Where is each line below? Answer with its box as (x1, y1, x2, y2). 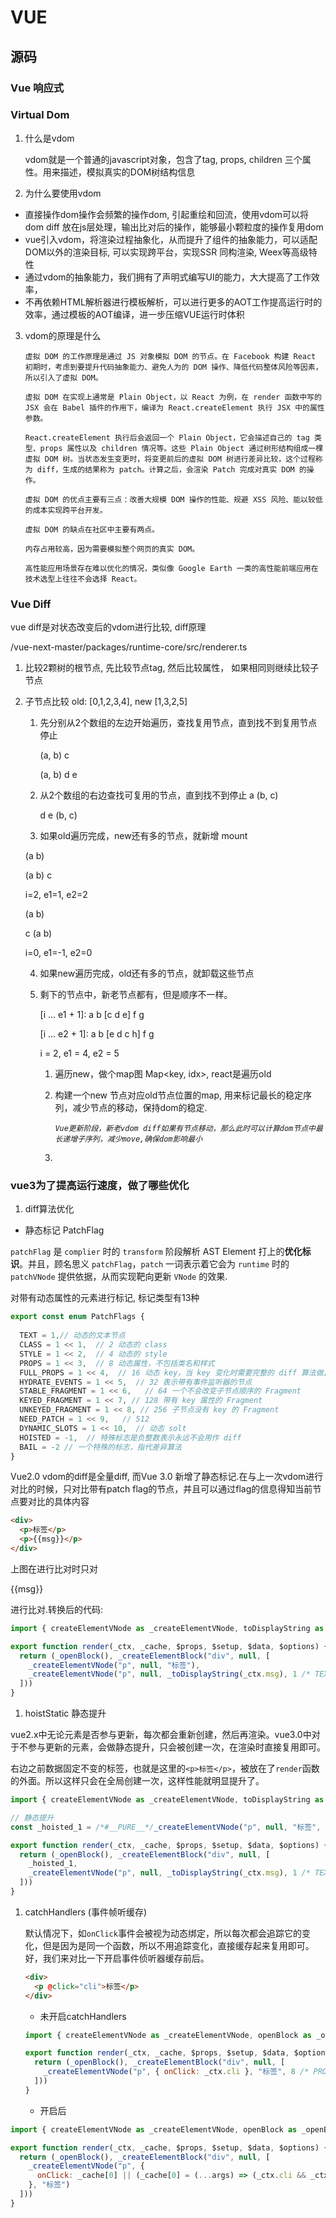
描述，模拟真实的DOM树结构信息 (59, 166, 196, 178)
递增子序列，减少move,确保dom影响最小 (62, 1134, 203, 1145)
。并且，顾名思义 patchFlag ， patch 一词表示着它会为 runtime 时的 (19, 1258, 290, 1270)
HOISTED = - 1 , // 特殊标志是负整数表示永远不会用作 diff (19, 1432, 242, 1443)
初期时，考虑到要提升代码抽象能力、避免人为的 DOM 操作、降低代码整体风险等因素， (24, 362, 323, 372)
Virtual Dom (10, 108, 70, 122)
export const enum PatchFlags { (10, 1312, 145, 1322)
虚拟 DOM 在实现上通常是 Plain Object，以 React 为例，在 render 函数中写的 (24, 392, 322, 402)
